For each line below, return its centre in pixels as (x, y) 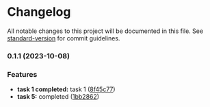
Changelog (39, 12)
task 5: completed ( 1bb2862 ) (58, 97)
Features (22, 74)
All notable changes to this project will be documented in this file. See (105, 31)
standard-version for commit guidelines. (64, 38)
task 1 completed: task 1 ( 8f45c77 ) (66, 89)
